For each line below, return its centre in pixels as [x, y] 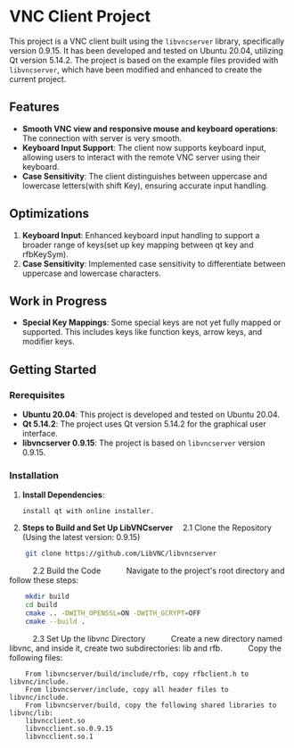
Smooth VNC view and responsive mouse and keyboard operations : [150, 129]
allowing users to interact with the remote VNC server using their [141, 157]
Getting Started [53, 369]
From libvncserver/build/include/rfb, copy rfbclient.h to [137, 674]
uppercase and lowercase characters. [92, 273]
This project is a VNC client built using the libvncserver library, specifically [147, 41]
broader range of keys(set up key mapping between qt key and [138, 245]
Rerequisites [37, 395]
